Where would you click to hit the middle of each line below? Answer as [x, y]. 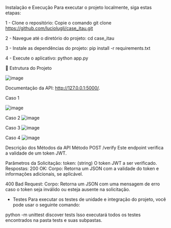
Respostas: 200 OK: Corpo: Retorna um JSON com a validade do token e [82, 168]
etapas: [13, 13]
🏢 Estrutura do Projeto [29, 68]
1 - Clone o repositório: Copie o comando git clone [58, 23]
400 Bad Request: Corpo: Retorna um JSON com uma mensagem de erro [83, 184]
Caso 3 [13, 128]
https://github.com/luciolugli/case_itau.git [49, 28]
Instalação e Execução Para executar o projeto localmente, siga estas [79, 7]
